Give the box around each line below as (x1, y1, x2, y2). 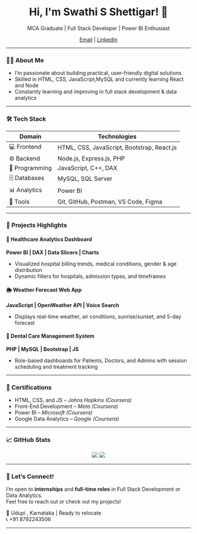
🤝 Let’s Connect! (6, 472, 55, 480)
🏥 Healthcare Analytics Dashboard (6, 236, 92, 243)
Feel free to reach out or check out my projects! (6, 498, 121, 505)
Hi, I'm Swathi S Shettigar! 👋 (29, 5, 168, 19)
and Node (14, 82, 39, 89)
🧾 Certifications (6, 383, 52, 392)
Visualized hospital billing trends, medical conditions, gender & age (14, 260, 177, 267)
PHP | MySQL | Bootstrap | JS (6, 346, 79, 353)
